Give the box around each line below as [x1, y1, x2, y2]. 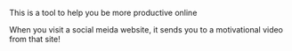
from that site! [9, 34, 61, 44]
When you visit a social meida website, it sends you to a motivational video [9, 25, 283, 34]
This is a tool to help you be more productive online [9, 8, 198, 18]
